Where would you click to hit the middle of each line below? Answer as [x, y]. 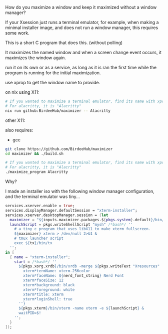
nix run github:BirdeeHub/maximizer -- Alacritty [58, 111]
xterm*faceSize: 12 [43, 280]
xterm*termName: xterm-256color [57, 271]
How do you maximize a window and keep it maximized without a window [81, 7]
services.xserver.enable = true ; [40, 206]
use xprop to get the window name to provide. [53, 82]
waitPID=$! [30, 313]
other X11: [15, 120]
